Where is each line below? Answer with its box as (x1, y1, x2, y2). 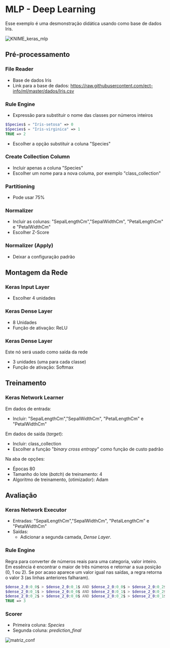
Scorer (5, 610, 23, 618)
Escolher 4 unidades (12, 295, 56, 301)
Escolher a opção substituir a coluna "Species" (12, 141, 111, 147)
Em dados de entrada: (5, 405, 52, 412)
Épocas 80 (12, 466, 35, 472)
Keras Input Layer (5, 283, 50, 290)
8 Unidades (12, 319, 37, 326)
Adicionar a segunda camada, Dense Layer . (20, 534, 111, 540)
